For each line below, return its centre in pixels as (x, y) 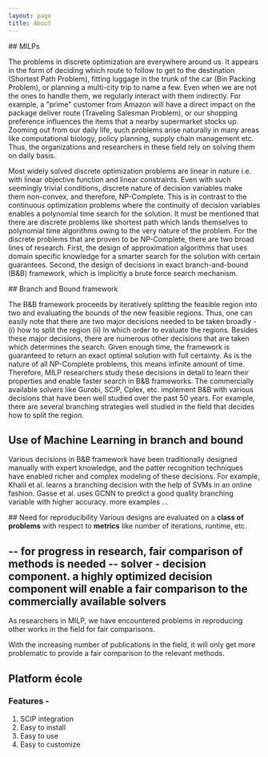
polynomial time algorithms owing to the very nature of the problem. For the (133, 230)
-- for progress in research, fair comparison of (126, 551)
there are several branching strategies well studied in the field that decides (131, 407)
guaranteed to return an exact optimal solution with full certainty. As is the (130, 355)
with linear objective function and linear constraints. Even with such (120, 179)
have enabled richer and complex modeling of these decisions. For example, (134, 476)
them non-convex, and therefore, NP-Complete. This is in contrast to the (128, 196)
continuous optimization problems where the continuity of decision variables (134, 204)
